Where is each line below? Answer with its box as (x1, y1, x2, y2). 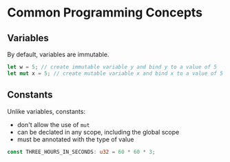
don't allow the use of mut (17, 120, 90, 128)
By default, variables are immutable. (7, 50, 109, 58)
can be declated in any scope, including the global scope (17, 128, 180, 136)
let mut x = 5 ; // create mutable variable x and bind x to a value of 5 (7, 70, 224, 77)
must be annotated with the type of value (17, 135, 134, 143)
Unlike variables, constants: (7, 107, 86, 115)
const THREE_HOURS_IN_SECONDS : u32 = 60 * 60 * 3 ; (7, 148, 156, 155)
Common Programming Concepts (7, 5, 203, 21)
